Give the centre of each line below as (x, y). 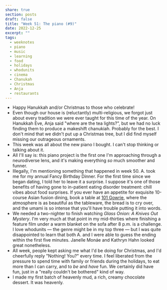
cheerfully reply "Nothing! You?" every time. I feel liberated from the (82, 256)
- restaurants (24, 93)
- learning (21, 56)
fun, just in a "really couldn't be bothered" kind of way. (69, 272)
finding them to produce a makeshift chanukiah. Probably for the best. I (85, 129)
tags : (11, 38)
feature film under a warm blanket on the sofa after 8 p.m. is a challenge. (87, 224)
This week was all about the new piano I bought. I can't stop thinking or (85, 145)
